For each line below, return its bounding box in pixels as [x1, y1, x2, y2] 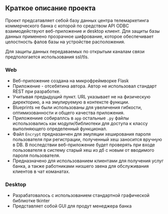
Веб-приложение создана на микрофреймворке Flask [12, 78, 129, 84]
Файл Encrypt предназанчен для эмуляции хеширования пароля [12, 131, 151, 137]
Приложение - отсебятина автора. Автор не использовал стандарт [12, 83, 157, 89]
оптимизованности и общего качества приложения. [12, 110, 125, 116]
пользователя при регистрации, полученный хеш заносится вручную [12, 137, 162, 143]
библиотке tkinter [12, 198, 50, 204]
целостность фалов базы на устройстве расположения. [5, 39, 126, 45]
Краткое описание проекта [5, 4, 96, 13]
